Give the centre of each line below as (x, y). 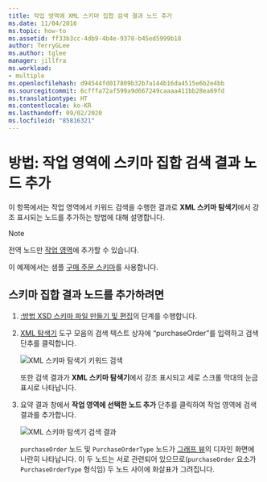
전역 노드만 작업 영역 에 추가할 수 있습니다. (74, 250)
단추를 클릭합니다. (48, 343)
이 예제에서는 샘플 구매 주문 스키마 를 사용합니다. (84, 267)
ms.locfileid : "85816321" (51, 121)
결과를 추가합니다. (48, 414)
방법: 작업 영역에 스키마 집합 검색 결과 (125, 163)
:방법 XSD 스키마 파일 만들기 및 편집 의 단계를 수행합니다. (109, 316)
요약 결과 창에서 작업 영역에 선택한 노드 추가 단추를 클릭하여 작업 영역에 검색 (138, 405)
